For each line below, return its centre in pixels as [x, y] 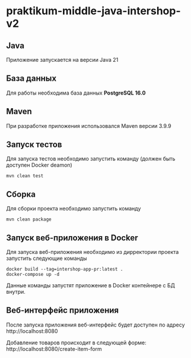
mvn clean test [25, 176]
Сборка [21, 194]
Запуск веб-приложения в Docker [72, 238]
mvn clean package [29, 219]
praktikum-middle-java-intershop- [93, 11]
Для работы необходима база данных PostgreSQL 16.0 [76, 93]
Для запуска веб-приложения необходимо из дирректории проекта [93, 252]
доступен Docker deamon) [39, 165]
